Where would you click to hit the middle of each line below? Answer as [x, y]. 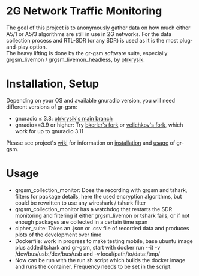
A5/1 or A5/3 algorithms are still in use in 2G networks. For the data [89, 34]
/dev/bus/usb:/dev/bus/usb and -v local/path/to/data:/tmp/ [88, 254]
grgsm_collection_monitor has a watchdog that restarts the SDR [94, 209]
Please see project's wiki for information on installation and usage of [91, 143]
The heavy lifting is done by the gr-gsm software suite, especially [87, 53]
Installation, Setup [52, 84]
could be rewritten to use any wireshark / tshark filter [80, 203]
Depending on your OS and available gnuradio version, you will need [91, 100]
